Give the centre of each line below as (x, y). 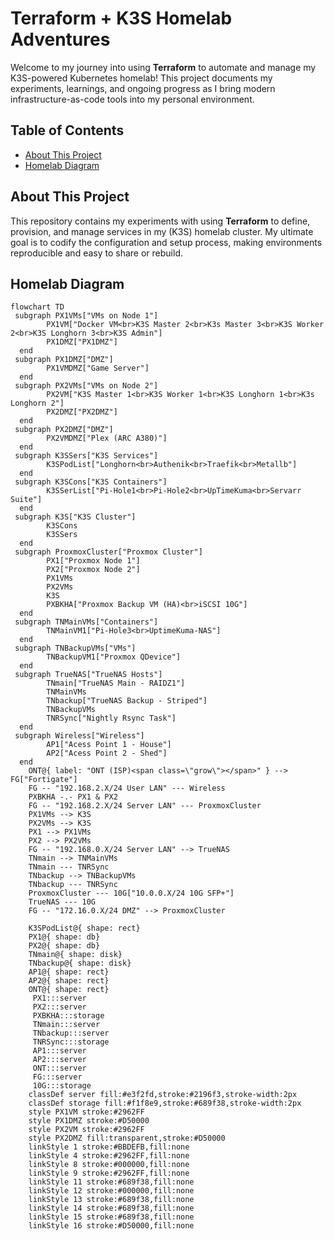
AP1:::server (59, 1051)
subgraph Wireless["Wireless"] (79, 736)
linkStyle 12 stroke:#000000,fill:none (111, 1191)
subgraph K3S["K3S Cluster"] (75, 517)
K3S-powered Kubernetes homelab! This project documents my (141, 78)
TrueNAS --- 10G (62, 902)
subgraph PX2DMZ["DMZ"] (64, 430)
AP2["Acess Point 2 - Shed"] (107, 753)
